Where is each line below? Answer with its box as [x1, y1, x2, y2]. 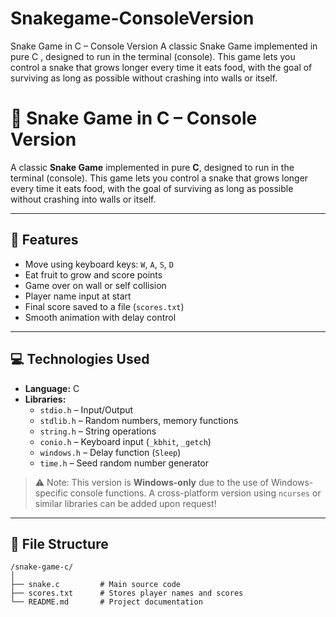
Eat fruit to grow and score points [24, 268, 163, 281]
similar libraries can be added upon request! [34, 497, 217, 509]
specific [34, 487, 68, 499]
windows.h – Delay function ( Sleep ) [39, 446, 182, 458]
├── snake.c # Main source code [10, 580, 182, 590]
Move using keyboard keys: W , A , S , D [24, 258, 174, 270]
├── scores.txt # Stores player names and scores [10, 588, 244, 599]
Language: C [24, 382, 80, 394]
